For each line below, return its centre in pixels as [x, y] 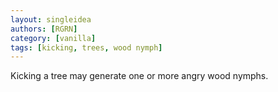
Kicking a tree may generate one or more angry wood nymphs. [139, 76]
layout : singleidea [51, 19]
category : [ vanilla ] [53, 38]
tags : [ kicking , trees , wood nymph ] [86, 47]
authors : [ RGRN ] [44, 29]
